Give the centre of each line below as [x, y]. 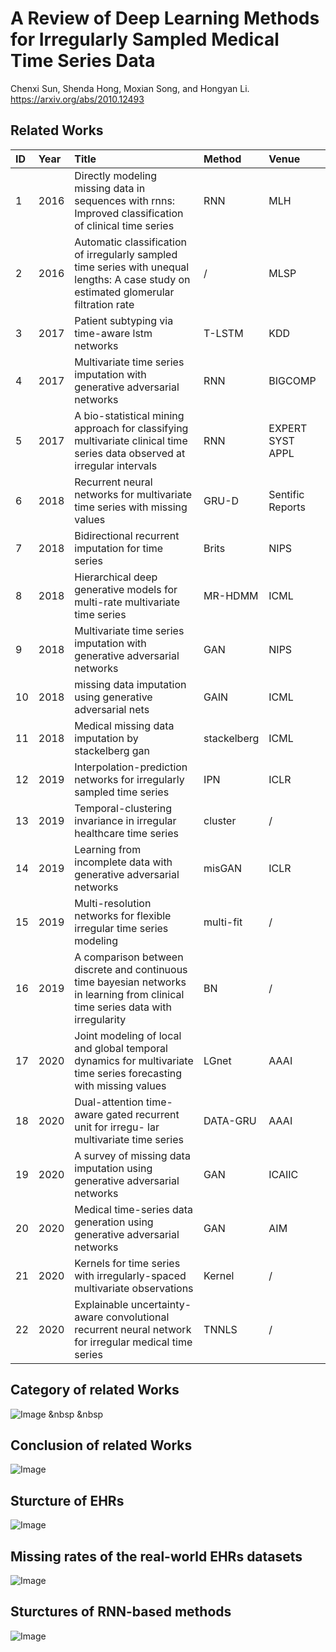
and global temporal [121, 1048]
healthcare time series [126, 833]
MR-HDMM [231, 595]
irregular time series [121, 928]
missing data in [110, 188]
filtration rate [104, 304]
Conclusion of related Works [101, 1445]
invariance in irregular [125, 820]
